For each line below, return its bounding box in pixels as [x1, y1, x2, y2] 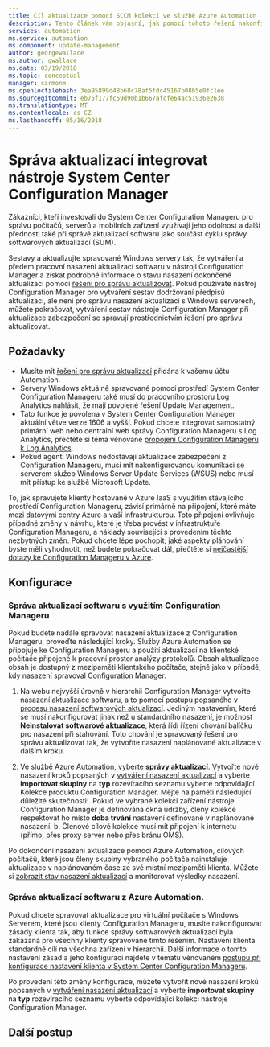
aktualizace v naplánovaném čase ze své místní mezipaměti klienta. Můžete [8, 863, 259, 872]
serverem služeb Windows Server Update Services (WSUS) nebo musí [19, 468, 255, 478]
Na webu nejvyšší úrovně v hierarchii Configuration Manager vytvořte [19, 687, 251, 696]
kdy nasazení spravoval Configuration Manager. [8, 671, 166, 680]
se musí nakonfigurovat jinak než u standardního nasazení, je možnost [19, 712, 253, 722]
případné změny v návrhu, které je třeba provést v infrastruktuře [8, 518, 221, 528]
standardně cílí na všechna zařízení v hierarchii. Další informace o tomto [8, 944, 247, 954]
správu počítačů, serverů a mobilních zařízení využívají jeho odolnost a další [8, 220, 261, 230]
